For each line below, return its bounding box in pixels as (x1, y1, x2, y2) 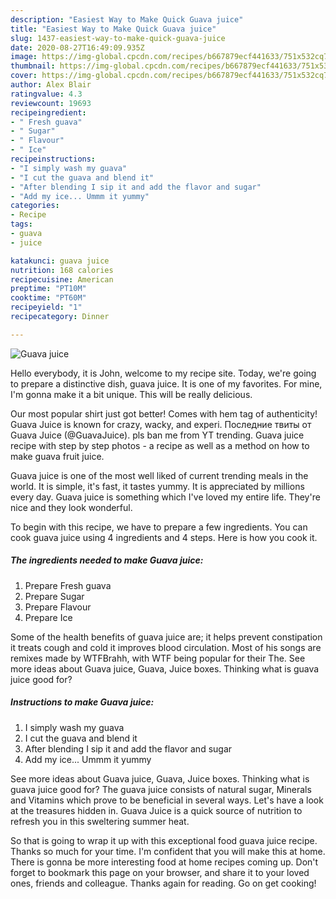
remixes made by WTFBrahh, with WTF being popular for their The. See (10, 652, 306, 664)
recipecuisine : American (10, 274, 114, 285)
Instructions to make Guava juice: (10, 696, 155, 708)
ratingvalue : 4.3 (10, 89, 83, 99)
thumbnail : (10, 61, 56, 71)
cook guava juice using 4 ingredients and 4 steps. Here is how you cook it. (10, 531, 318, 543)
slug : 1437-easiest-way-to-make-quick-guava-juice (10, 33, 226, 43)
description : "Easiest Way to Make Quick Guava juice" (10, 14, 244, 25)
